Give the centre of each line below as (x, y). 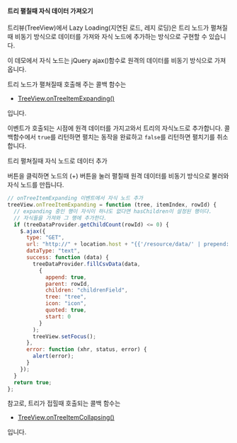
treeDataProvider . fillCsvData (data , (87, 264)
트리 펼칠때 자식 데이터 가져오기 (50, 11)
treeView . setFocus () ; (65, 336)
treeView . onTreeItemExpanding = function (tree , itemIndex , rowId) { (112, 205)
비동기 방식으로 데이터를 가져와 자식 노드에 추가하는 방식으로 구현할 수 (111, 37)
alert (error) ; (53, 356)
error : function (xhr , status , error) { (86, 350)
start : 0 (58, 316)
